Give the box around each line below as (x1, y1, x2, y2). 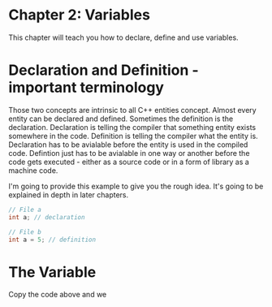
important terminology (8, 79, 165, 97)
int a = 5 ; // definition (8, 236, 96, 244)
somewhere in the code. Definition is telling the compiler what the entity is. (8, 131, 258, 141)
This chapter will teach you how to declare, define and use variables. (8, 32, 239, 42)
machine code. (8, 165, 58, 175)
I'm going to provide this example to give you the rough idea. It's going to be (8, 181, 264, 191)
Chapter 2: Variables (8, 6, 150, 24)
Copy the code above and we (8, 290, 107, 300)
